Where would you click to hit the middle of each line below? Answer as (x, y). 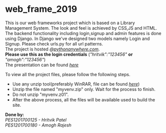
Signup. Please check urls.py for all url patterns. (54, 44)
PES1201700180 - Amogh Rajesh (38, 125)
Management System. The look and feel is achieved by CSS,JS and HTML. (81, 28)
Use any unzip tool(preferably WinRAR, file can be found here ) (76, 84)
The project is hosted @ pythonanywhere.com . (53, 49)
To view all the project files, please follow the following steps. (68, 74)
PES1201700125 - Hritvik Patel (36, 120)
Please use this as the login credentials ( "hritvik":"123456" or (69, 54)
